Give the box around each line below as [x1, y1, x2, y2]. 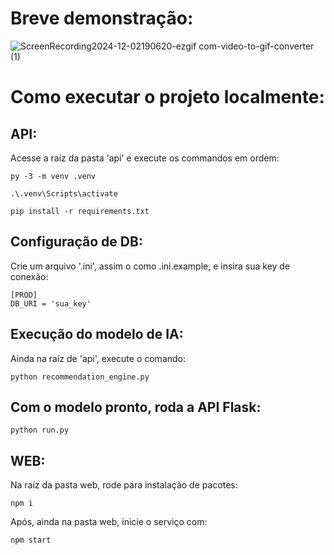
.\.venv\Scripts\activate [10, 188, 118, 199]
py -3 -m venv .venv [10, 171, 97, 181]
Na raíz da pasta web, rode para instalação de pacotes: [10, 479, 238, 491]
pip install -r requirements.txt [10, 206, 150, 216]
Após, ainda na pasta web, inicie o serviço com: [10, 516, 208, 528]
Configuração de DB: [10, 233, 143, 251]
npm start [10, 535, 52, 546]
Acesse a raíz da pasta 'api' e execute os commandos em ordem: [10, 152, 280, 164]
